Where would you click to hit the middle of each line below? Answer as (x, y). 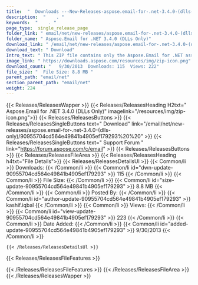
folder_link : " (25, 34)
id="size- (163, 180)
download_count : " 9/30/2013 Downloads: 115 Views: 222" (83, 66)
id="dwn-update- (152, 167)
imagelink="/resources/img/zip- (147, 111)
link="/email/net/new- (158, 124)
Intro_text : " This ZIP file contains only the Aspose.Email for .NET (95, 55)
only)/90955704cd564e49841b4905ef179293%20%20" (75, 136)
